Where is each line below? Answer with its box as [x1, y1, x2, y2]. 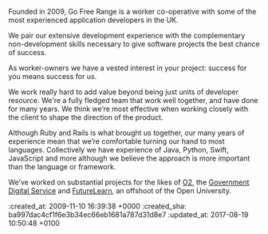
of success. [8, 48, 47, 57]
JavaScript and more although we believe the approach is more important [8, 153, 250, 163]
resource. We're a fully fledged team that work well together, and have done [8, 96, 258, 105]
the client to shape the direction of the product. [8, 113, 164, 122]
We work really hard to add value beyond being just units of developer [8, 87, 239, 97]
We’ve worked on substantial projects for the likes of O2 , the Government [8, 177, 250, 187]
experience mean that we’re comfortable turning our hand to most [8, 137, 225, 146]
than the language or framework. [8, 162, 116, 171]
